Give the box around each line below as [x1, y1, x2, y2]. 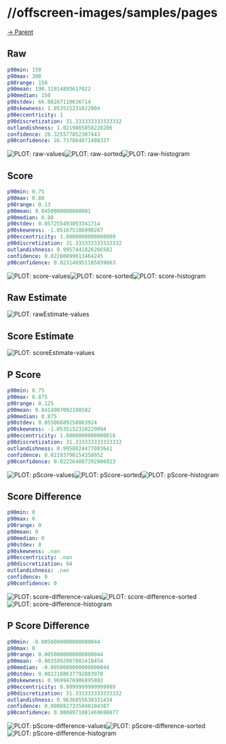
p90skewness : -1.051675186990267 [7, 227, 104, 234]
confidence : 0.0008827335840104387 [7, 702, 110, 710]
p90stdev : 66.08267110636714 [7, 98, 91, 105]
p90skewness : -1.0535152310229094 [7, 426, 107, 433]
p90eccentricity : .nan [7, 554, 73, 561]
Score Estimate [7, 330, 74, 342]
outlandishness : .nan [7, 567, 70, 574]
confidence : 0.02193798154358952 [7, 451, 104, 458]
